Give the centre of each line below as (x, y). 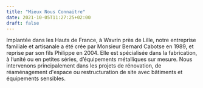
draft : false (23, 23)
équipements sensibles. (36, 78)
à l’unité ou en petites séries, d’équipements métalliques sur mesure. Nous (99, 59)
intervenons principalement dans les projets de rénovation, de (84, 66)
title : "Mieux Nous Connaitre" (46, 12)
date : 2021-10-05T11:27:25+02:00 (49, 17)
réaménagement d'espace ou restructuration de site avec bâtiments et (95, 72)
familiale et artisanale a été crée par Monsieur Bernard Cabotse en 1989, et (100, 46)
